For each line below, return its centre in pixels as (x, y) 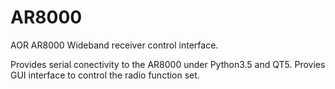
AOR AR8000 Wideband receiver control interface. (114, 45)
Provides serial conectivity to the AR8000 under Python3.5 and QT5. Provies (168, 64)
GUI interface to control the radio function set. (105, 75)
